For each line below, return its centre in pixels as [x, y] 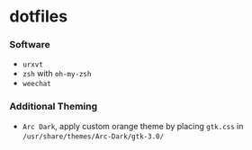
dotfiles [39, 17]
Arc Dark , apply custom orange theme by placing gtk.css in [133, 126]
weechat [36, 84]
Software [30, 45]
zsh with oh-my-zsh [57, 74]
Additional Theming [54, 107]
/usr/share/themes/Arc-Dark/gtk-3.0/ [93, 137]
